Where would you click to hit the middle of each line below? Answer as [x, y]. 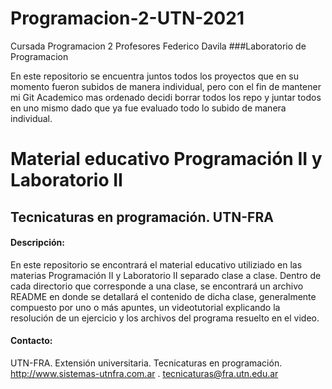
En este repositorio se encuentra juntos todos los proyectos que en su [154, 76]
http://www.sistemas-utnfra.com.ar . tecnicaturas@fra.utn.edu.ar [144, 373]
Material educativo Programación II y [166, 159]
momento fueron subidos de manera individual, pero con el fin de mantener [166, 86]
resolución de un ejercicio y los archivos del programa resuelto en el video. [165, 318]
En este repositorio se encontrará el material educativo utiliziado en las [156, 264]
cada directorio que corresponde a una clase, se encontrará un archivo [157, 286]
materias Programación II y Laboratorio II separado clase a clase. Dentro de [166, 275]
